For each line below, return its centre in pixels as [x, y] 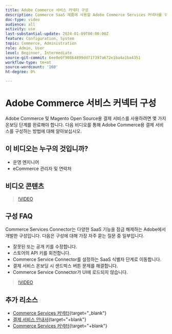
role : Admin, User [25, 48]
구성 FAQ [19, 216]
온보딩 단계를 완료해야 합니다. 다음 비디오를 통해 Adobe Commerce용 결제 [80, 125]
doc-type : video [23, 19]
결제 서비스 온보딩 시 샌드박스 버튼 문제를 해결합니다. [65, 266]
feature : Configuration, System [40, 39]
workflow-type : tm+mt [28, 62]
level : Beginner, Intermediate [39, 53]
